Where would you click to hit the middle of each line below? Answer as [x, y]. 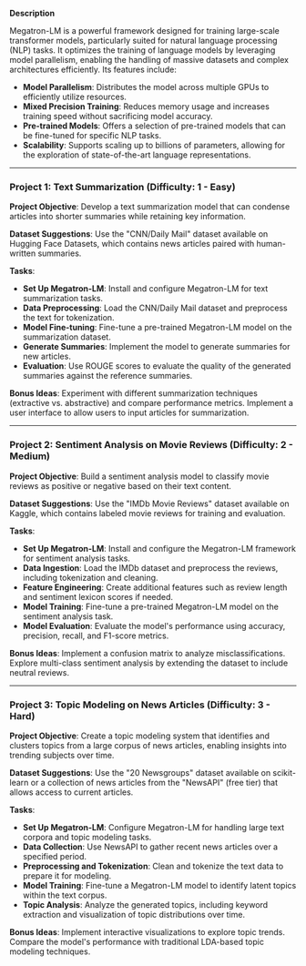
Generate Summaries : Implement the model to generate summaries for [156, 347]
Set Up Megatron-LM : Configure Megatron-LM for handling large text [153, 827]
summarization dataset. [66, 337]
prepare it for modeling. [67, 875]
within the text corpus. [65, 895]
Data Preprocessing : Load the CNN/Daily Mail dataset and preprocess [155, 308]
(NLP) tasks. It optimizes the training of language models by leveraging [143, 50]
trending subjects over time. [62, 755]
